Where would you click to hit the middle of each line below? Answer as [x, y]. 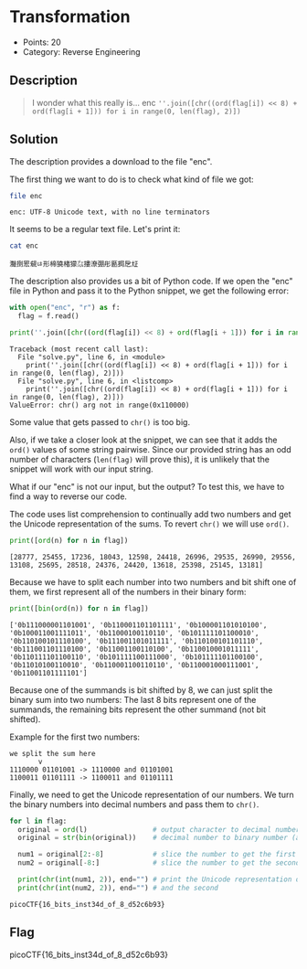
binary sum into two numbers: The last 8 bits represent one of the [133, 699]
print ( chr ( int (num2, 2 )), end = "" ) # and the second [118, 888]
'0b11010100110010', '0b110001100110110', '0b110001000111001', [134, 665]
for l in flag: [38, 821]
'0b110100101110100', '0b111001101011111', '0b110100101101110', [136, 641]
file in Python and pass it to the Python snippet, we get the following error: [149, 291]
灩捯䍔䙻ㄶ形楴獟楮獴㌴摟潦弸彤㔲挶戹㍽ [74, 264]
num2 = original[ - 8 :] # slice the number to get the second [159, 863]
